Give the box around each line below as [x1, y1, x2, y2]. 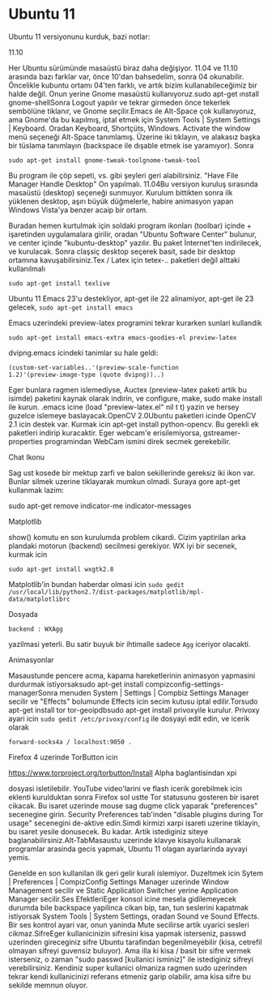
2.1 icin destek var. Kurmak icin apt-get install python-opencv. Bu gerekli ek [8, 419, 259, 429]
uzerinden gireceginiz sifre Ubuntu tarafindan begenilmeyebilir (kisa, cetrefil [8, 937, 262, 947]
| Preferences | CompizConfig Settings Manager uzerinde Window [8, 876, 229, 886]
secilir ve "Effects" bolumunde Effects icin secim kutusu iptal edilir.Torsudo [8, 696, 258, 706]
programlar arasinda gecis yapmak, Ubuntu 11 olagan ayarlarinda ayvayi [8, 844, 249, 854]
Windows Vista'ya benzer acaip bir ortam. [8, 204, 148, 215]
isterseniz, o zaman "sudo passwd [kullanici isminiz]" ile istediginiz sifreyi [8, 954, 253, 964]
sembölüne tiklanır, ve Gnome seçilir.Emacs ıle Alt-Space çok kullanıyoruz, [8, 106, 257, 116]
